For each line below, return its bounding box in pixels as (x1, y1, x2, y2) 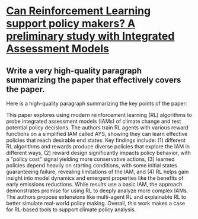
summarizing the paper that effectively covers (6, 75, 181, 85)
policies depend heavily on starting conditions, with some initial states (6, 162, 177, 169)
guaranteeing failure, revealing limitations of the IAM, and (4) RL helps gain (6, 168, 189, 175)
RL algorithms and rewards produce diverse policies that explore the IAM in (6, 143, 190, 150)
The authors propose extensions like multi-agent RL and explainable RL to (6, 193, 187, 200)
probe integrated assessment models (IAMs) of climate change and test (6, 118, 181, 125)
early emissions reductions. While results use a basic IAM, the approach (6, 181, 183, 188)
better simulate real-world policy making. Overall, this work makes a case (6, 200, 186, 207)
